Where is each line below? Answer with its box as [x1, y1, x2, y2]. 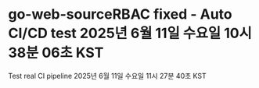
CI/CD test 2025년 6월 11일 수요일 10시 [8, 25, 252, 42]
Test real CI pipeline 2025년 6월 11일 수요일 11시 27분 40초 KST [8, 71, 207, 80]
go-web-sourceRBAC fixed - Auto [8, 5, 232, 23]
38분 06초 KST [8, 44, 104, 62]
